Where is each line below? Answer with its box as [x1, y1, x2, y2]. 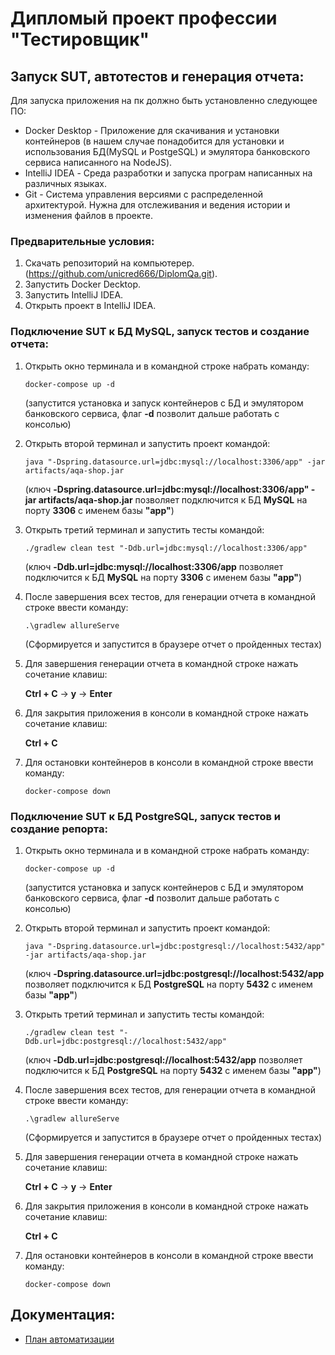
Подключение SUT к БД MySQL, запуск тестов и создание [10, 325, 310, 339]
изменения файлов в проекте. [24, 210, 154, 221]
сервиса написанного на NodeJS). [24, 157, 173, 168]
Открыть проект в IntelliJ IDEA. [24, 300, 157, 312]
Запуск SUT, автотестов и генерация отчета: [10, 68, 305, 85]
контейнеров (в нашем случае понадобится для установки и [24, 135, 285, 147]
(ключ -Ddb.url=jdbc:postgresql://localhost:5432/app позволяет [24, 1053, 303, 1066]
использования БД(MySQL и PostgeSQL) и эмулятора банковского [24, 146, 311, 157]
